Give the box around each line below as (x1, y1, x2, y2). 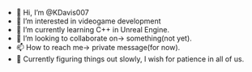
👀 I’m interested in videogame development (15, 16, 161, 26)
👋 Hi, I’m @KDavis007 (15, 8, 89, 17)
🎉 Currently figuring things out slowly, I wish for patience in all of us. (15, 54, 245, 64)
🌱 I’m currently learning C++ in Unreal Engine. (15, 25, 170, 34)
